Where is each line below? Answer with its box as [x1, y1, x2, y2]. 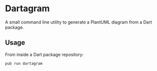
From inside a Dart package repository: [5, 51, 84, 57]
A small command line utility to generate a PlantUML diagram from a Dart [5, 19, 153, 25]
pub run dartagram [5, 61, 43, 66]
